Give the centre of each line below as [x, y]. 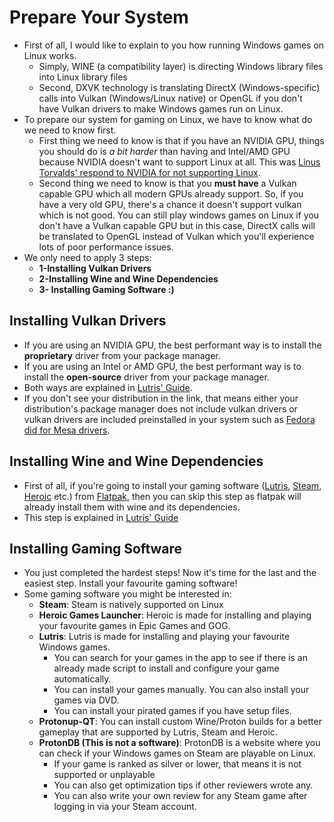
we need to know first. [70, 130]
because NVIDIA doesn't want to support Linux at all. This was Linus [179, 162]
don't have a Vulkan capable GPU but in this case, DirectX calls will [177, 225]
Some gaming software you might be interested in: [127, 594]
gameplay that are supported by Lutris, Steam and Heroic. [158, 732]
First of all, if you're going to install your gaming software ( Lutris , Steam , [172, 485]
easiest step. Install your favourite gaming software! [130, 583]
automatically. [82, 679]
